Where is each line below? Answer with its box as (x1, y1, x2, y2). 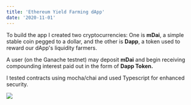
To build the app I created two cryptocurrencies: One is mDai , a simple (6, 31, 184, 38)
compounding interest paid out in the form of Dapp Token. (6, 62, 154, 70)
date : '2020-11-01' (6, 15, 56, 21)
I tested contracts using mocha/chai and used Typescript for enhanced (6, 74, 185, 81)
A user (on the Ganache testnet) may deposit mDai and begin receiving (6, 56, 186, 63)
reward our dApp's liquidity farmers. (6, 44, 98, 52)
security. (6, 80, 29, 88)
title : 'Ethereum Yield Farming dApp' (6, 8, 105, 15)
